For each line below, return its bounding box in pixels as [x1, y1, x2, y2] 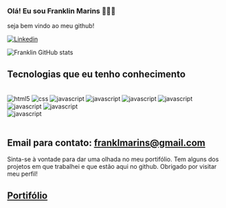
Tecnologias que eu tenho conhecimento [7, 68, 186, 80]
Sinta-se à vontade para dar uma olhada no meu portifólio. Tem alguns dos [7, 155, 219, 163]
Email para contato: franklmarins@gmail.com [7, 137, 206, 148]
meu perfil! [7, 170, 38, 178]
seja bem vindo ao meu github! [7, 22, 95, 30]
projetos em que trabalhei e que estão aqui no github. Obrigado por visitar [7, 163, 217, 171]
